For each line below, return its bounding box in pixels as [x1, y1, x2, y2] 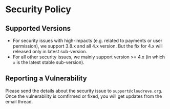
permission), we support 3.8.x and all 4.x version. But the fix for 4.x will [12, 43, 163, 49]
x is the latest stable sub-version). [12, 59, 84, 65]
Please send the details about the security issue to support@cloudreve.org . [5, 88, 163, 94]
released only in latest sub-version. [12, 49, 88, 54]
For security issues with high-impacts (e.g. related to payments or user [12, 37, 163, 43]
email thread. [5, 98, 33, 104]
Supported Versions [5, 24, 71, 33]
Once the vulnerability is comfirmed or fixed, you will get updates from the [5, 93, 162, 99]
